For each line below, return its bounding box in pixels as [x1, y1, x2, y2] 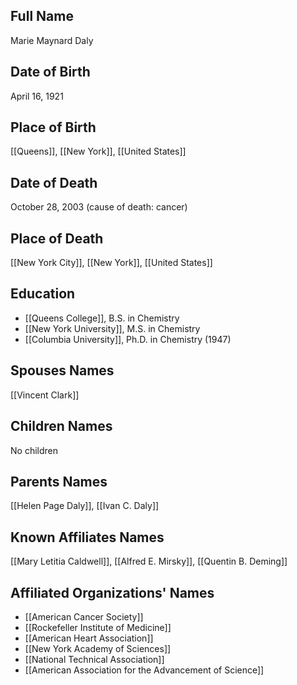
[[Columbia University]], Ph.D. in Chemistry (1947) [24, 333, 232, 345]
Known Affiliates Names [10, 529, 165, 546]
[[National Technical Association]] [24, 653, 165, 665]
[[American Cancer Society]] [24, 610, 144, 623]
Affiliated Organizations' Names [10, 584, 215, 601]
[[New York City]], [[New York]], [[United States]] [10, 257, 213, 269]
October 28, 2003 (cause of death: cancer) [10, 201, 188, 213]
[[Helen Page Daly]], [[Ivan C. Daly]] [10, 500, 160, 512]
